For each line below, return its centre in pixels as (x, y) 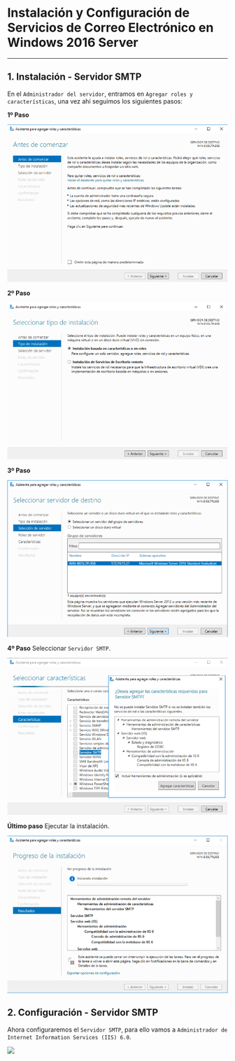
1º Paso (18, 115)
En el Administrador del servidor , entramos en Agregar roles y (100, 94)
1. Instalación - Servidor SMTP (74, 77)
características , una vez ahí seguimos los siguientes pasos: (95, 101)
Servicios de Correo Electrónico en (111, 28)
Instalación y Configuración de (99, 13)
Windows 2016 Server (73, 43)
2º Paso (19, 293)
